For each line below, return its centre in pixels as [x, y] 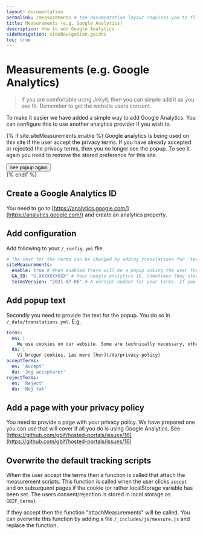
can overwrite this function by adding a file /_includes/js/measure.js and [98, 519]
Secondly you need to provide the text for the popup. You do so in [89, 315]
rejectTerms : [23, 378]
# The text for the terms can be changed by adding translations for [96, 259]
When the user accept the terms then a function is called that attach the [96, 475]
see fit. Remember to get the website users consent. [86, 106]
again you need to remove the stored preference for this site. [82, 155]
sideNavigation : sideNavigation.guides [56, 34]
